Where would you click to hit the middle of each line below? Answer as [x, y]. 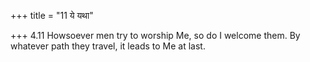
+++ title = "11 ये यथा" [52, 15]
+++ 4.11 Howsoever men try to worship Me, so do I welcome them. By [155, 35]
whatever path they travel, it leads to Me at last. [108, 46]
